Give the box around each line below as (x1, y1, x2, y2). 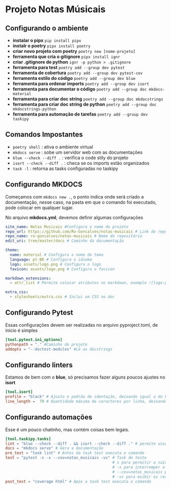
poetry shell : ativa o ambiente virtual (12, 143, 93, 150)
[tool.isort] (5, 389, 33, 395)
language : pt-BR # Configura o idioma (10, 257, 93, 262)
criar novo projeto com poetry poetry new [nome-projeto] (12, 48, 136, 54)
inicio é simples (5, 327, 38, 333)
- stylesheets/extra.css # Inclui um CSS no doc (10, 294, 115, 300)
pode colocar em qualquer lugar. (5, 205, 74, 211)
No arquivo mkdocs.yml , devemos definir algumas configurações (5, 214, 144, 220)
